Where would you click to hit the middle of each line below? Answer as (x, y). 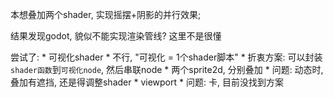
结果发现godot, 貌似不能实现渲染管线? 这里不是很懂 (116, 36)
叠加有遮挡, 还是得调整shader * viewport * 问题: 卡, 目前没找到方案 (147, 82)
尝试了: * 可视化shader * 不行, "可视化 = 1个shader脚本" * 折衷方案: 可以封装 (166, 57)
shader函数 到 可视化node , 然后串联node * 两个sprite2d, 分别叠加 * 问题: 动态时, (167, 69)
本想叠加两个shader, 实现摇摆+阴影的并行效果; (106, 14)
